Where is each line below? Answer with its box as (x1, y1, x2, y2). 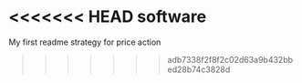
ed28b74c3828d (167, 64, 231, 75)
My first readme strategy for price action (8, 36, 161, 47)
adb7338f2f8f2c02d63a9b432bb (167, 54, 294, 65)
